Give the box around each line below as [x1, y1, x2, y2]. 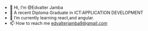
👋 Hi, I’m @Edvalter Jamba [9, 5, 63, 10]
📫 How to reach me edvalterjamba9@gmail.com [9, 20, 108, 26]
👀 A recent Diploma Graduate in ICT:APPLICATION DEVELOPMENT [9, 10, 144, 15]
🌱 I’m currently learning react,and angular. [9, 15, 94, 20]
